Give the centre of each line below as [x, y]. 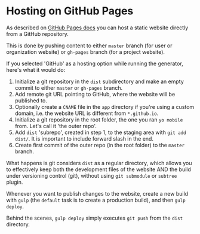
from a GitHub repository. [37, 34]
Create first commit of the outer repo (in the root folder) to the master [100, 145]
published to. [31, 101]
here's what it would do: [36, 69]
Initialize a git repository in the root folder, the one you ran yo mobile [99, 119]
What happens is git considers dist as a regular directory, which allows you [99, 163]
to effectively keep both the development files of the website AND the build [99, 169]
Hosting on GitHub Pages [70, 11]
